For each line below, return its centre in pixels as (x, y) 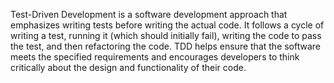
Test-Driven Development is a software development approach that (149, 14)
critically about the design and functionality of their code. (128, 67)
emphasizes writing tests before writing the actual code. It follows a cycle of (167, 25)
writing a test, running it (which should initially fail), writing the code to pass (166, 35)
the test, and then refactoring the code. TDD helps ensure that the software (166, 46)
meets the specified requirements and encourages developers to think (155, 57)
